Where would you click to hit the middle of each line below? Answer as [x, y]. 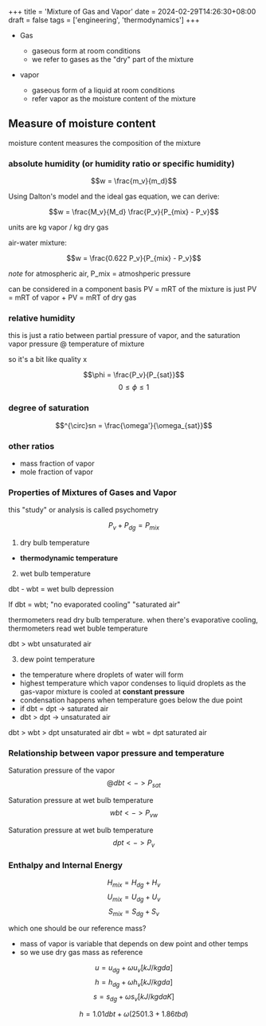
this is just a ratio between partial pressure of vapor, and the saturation [124, 336]
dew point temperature [57, 659]
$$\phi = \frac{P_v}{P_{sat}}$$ [134, 375]
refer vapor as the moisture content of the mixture [114, 98]
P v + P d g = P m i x [134, 527]
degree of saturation [49, 408]
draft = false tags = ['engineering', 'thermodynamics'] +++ [104, 20]
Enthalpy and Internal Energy [66, 865]
